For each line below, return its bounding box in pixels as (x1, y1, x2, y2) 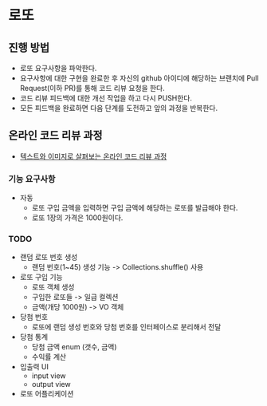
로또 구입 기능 (19, 272, 63, 282)
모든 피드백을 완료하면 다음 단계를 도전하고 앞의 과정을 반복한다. (19, 104, 218, 112)
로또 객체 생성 (31, 282, 75, 292)
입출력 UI (19, 362, 49, 372)
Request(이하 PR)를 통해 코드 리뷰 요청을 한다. (19, 84, 165, 93)
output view (31, 380, 71, 389)
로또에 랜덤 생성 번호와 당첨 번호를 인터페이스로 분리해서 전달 (31, 322, 222, 332)
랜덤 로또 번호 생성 (19, 252, 78, 262)
